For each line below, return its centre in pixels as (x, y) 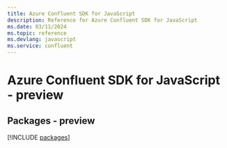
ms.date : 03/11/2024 (37, 26)
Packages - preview (51, 121)
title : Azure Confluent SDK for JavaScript (71, 14)
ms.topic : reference (37, 33)
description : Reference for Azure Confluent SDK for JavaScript (102, 20)
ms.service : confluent (40, 46)
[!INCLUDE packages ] (39, 137)
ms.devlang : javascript (42, 40)
